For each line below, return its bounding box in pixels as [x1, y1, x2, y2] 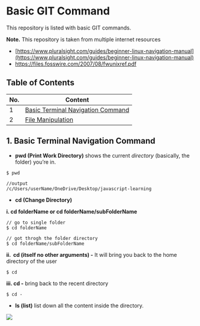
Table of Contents [6, 78, 75, 88]
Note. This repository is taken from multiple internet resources [6, 35, 161, 43]
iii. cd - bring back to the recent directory [6, 280, 109, 287]
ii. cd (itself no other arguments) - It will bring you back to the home [6, 251, 177, 258]
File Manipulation [25, 115, 74, 124]
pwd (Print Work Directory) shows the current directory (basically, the [14, 152, 190, 159]
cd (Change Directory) [14, 196, 72, 203]
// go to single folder [6, 220, 66, 226]
